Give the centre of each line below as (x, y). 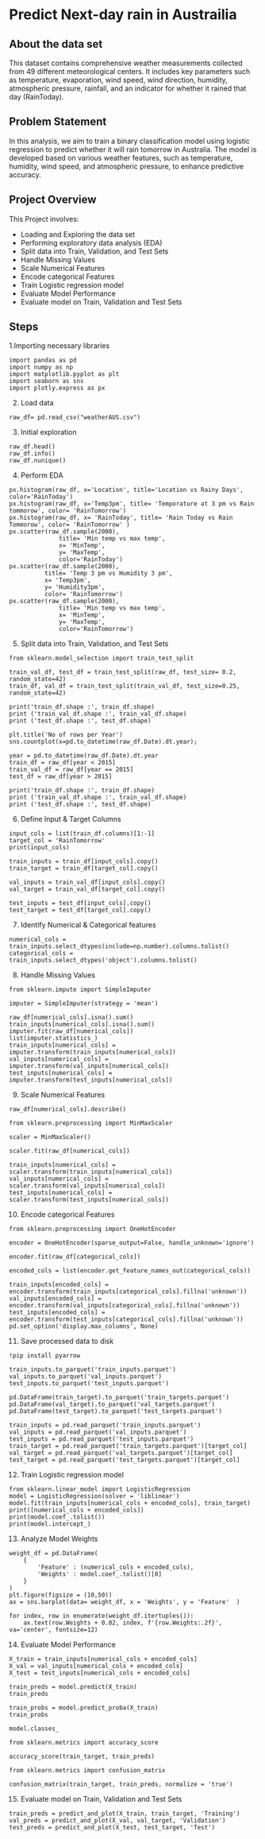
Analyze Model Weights (59, 1539)
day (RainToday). (36, 97)
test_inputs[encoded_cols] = (57, 1313)
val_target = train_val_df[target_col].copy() (87, 889)
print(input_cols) (39, 848)
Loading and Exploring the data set (78, 234)
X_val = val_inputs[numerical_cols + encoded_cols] (96, 1667)
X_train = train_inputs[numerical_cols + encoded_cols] (103, 1659)
